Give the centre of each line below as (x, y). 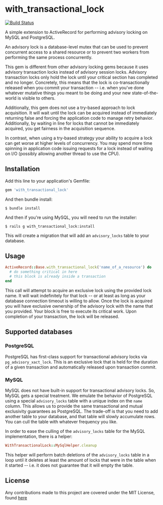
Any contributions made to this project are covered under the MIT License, (80, 492)
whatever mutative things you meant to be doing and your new (68, 93)
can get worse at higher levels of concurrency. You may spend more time (79, 143)
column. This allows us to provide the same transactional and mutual (74, 406)
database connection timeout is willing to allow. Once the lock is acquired (79, 301)
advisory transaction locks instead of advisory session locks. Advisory (76, 72)
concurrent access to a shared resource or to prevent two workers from (77, 52)
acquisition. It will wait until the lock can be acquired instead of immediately (81, 113)
